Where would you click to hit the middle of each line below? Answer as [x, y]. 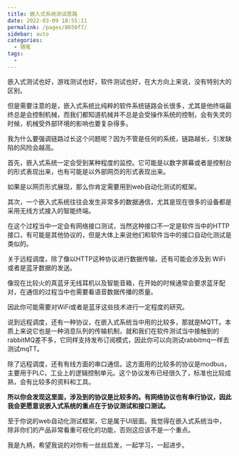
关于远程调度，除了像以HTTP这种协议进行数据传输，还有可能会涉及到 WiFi [117, 259]
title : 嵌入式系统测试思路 [43, 14]
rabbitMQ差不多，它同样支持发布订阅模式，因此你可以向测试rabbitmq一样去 [118, 340]
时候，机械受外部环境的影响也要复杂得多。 [70, 123]
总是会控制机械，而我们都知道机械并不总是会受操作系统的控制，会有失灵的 [122, 114]
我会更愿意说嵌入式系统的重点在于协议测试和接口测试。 [88, 405]
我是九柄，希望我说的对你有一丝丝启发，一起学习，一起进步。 [98, 445]
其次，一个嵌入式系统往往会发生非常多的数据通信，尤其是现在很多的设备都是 [119, 202]
